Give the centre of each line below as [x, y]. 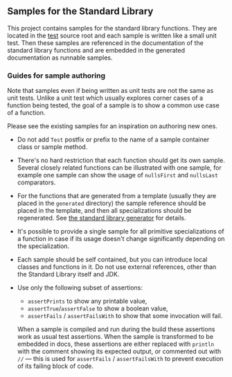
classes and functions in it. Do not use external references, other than [117, 267]
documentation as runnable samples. [60, 58]
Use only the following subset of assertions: [80, 288]
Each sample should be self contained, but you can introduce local [112, 260]
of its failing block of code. [55, 366]
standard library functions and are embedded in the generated [96, 50]
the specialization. [43, 246]
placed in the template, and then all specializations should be [104, 211]
